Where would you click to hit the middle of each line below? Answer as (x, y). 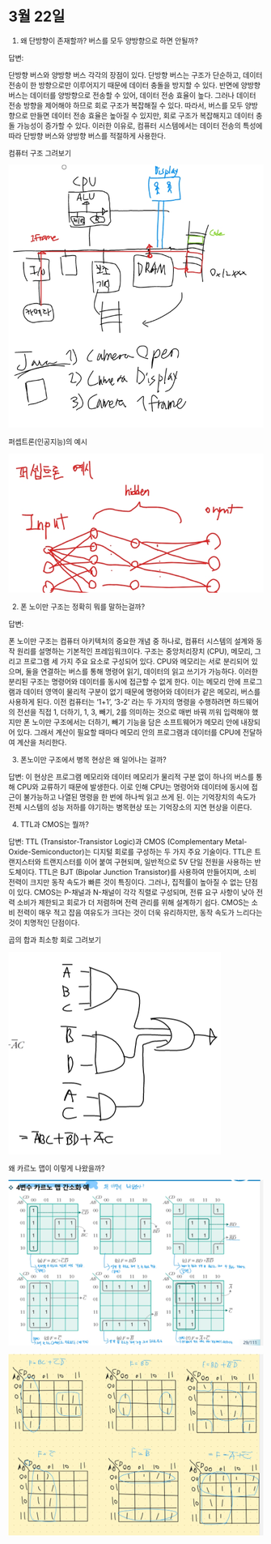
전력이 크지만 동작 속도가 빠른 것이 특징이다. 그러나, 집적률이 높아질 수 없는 (126, 882)
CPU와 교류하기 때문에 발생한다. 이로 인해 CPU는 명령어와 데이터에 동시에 (133, 787)
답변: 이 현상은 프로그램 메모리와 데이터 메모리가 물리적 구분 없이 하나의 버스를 (131, 777)
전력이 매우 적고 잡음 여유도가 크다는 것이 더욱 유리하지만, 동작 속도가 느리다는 (140, 913)
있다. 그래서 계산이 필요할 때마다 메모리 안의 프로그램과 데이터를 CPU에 (129, 732)
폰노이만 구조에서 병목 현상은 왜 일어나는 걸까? (93, 760)
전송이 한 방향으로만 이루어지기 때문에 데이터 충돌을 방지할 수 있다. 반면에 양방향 (135, 85)
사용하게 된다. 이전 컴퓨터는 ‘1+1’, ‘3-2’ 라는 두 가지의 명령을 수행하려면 (120, 702)
